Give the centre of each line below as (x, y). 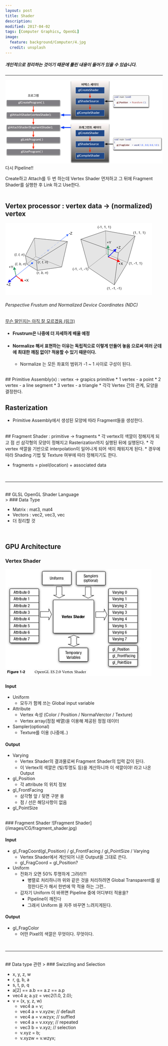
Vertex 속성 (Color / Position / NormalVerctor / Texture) (76, 715)
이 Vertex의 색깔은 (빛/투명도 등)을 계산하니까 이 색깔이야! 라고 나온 (85, 768)
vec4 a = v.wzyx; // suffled (47, 1016)
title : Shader (20, 16)
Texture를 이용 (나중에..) (44, 733)
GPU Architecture (33, 546)
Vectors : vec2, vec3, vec (38, 515)
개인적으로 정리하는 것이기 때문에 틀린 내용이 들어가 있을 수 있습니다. (71, 65)
